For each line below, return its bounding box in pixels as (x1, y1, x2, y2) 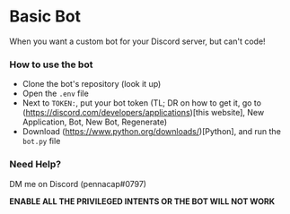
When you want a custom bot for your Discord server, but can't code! (9, 36, 267, 47)
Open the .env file (22, 88, 90, 99)
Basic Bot (9, 6, 82, 27)
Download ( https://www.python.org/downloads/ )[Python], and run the (22, 126, 281, 137)
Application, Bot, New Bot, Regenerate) (22, 116, 168, 127)
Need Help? (9, 158, 62, 171)
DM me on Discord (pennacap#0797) (9, 178, 146, 189)
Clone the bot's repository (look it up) (22, 79, 162, 90)
